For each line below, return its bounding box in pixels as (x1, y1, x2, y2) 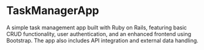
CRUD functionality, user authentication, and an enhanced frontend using (6, 30, 192, 37)
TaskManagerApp (6, 4, 99, 18)
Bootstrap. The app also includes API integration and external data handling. (6, 37, 199, 44)
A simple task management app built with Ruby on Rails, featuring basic (6, 24, 187, 31)
